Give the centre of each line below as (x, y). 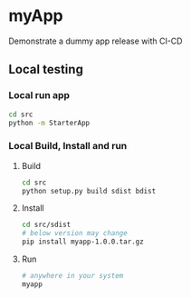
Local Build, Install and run (68, 146)
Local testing (46, 70)
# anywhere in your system (72, 276)
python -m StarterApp (49, 123)
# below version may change (74, 233)
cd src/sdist (46, 225)
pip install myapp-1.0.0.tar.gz (82, 242)
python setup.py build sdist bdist (89, 191)
